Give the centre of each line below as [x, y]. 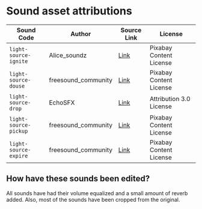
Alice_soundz [68, 55]
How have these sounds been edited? [78, 179]
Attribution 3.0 [170, 98]
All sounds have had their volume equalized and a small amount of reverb [97, 193]
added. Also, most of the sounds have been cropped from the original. [93, 199]
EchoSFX [62, 102]
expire [19, 156]
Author [81, 34]
